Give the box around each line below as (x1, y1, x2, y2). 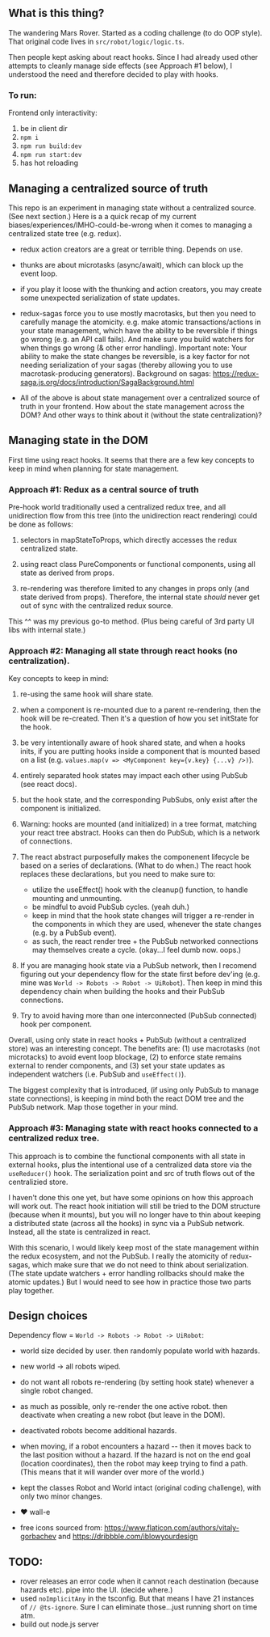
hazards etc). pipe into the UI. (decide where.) (19, 1585, 173, 1595)
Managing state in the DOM (8, 434, 148, 447)
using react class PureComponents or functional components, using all (19, 560, 255, 569)
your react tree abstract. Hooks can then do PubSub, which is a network (19, 828, 260, 838)
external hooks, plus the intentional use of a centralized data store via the (8, 1160, 252, 1170)
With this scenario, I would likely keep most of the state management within (8, 1242, 260, 1252)
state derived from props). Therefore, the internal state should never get (19, 592, 260, 602)
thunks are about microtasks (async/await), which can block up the (19, 260, 243, 269)
